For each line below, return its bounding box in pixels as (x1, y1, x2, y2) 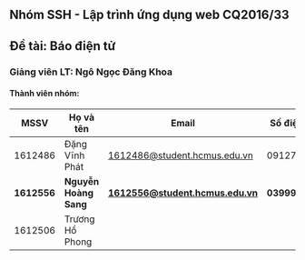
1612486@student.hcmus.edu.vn (107, 149, 254, 162)
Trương (64, 213, 95, 225)
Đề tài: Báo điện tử (9, 38, 116, 54)
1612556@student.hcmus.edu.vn (107, 186, 259, 199)
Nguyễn (64, 175, 100, 187)
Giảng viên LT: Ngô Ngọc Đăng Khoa (9, 65, 173, 78)
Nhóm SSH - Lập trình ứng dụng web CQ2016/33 (9, 7, 290, 23)
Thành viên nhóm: (9, 88, 80, 99)
